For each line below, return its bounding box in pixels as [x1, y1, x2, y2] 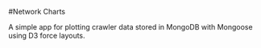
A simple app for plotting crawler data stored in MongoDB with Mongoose [8, 22, 253, 31]
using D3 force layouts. [8, 31, 86, 40]
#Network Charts [8, 7, 66, 16]
